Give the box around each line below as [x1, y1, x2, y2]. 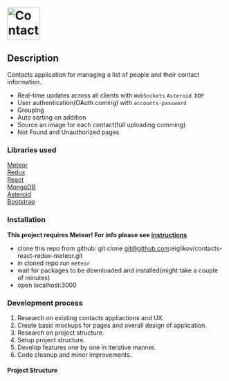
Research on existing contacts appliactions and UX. [17, 313, 165, 322]
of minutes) [17, 273, 51, 281]
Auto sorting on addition [17, 113, 86, 121]
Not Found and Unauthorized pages [17, 128, 120, 136]
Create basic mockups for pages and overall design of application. [17, 321, 208, 329]
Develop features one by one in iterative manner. [17, 343, 156, 351]
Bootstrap [7, 198, 36, 206]
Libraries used [7, 145, 57, 155]
